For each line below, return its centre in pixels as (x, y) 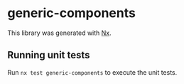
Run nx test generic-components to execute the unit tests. (92, 72)
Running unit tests (49, 55)
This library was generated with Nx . (59, 33)
